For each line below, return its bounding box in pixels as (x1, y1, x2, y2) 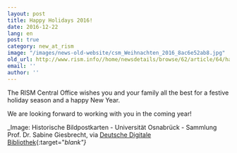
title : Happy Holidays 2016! (7, 17, 93, 24)
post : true (7, 36, 39, 44)
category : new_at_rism (7, 43, 74, 50)
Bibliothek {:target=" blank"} (7, 138, 87, 146)
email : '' (7, 62, 37, 69)
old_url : (7, 56, 33, 63)
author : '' (7, 69, 39, 76)
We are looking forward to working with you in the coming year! (7, 109, 192, 118)
